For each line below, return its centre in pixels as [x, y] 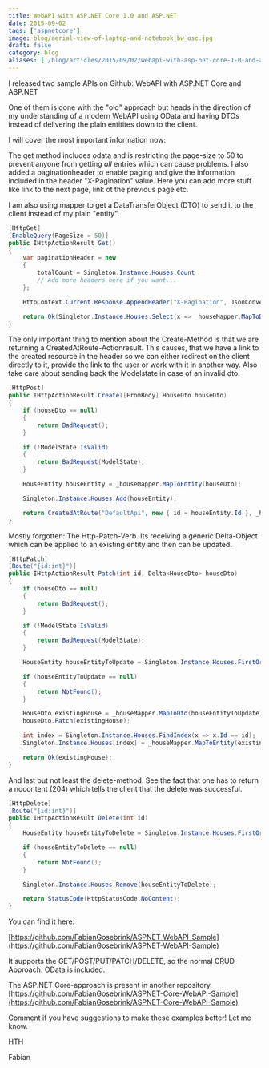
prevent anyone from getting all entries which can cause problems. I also [128, 163]
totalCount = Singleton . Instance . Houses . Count [116, 273]
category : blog [34, 53]
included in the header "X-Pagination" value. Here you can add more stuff [130, 180]
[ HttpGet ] [25, 228]
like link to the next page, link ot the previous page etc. [98, 189]
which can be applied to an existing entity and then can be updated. [120, 544]
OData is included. [75, 969]
